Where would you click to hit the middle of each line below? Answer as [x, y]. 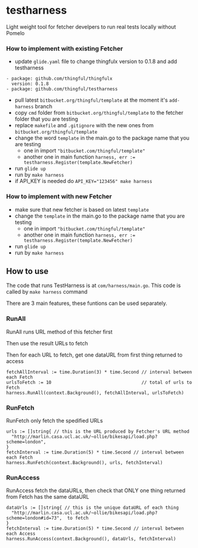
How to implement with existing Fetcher [65, 48]
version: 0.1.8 [30, 84]
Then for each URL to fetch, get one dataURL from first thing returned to [94, 355]
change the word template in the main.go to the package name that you [102, 138]
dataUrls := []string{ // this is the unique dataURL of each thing [92, 508]
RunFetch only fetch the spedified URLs [55, 420]
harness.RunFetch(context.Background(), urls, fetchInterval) [84, 462]
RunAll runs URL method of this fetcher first [59, 332]
